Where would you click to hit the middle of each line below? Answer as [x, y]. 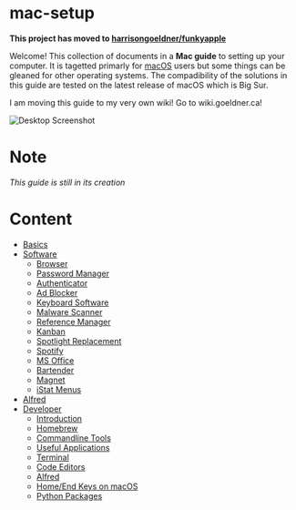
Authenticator [62, 283]
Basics [35, 244]
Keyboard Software [72, 302]
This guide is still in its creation [67, 182]
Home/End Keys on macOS [87, 486]
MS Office [55, 360]
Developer [42, 409]
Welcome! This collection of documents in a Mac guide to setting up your [147, 56]
